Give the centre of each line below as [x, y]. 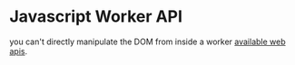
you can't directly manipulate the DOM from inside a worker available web [147, 42]
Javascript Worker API [96, 17]
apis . [19, 51]
